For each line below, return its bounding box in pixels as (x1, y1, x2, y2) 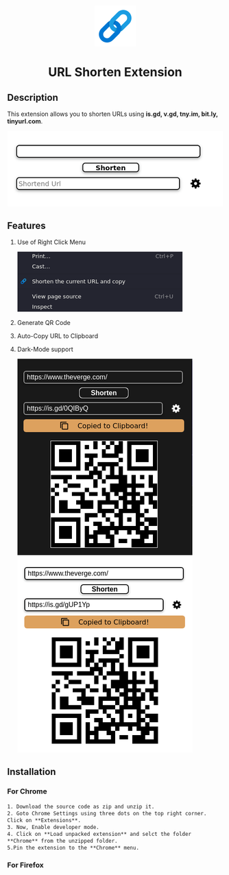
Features (7, 219, 46, 231)
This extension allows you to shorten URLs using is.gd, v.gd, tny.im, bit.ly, (7, 110, 218, 118)
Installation (7, 766, 56, 778)
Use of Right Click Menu (16, 238, 86, 246)
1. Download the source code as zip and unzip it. (7, 803, 155, 810)
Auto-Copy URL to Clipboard (16, 331, 98, 340)
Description (7, 91, 58, 104)
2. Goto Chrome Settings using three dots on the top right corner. (7, 810, 207, 817)
